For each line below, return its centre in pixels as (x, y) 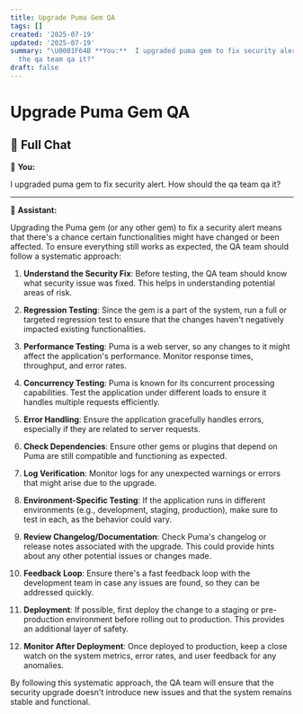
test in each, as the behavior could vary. (98, 519)
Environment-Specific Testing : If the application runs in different (144, 500)
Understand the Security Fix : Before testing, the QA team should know (155, 273)
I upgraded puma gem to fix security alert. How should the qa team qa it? (146, 184)
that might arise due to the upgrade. (90, 482)
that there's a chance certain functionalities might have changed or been (145, 237)
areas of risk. (48, 292)
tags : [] (27, 26)
